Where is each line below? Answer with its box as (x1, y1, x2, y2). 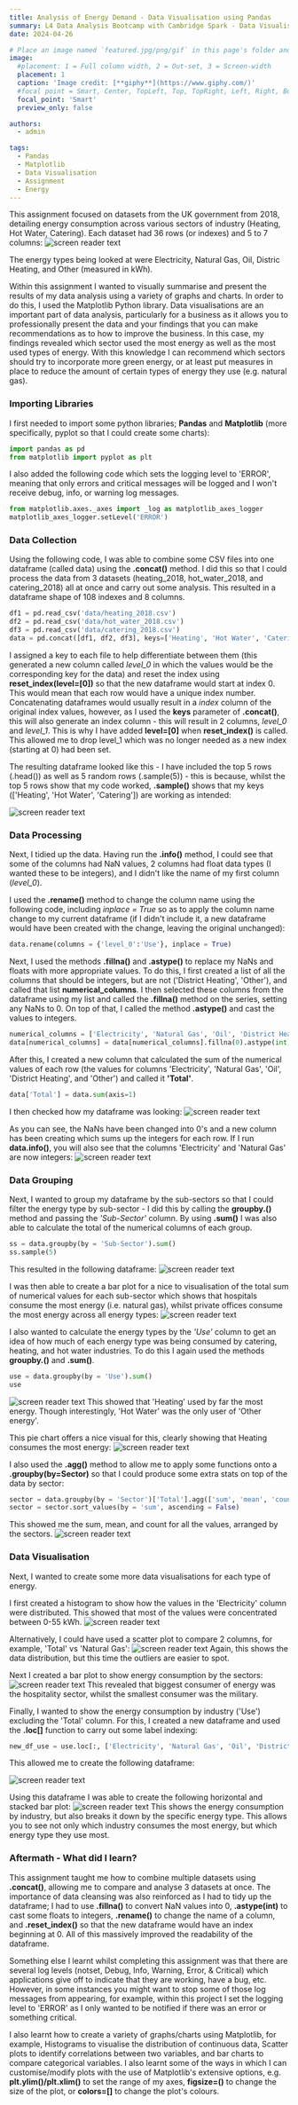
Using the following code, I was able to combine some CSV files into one (9, 554, 275, 564)
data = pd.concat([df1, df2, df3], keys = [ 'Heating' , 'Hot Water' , (9, 634, 260, 643)
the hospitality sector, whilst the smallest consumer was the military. (9, 1688, 259, 1699)
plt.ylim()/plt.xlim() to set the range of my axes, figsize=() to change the (9, 2076, 277, 2086)
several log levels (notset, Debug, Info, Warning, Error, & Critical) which (9, 1965, 269, 1975)
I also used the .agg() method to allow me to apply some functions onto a (9, 1459, 278, 1470)
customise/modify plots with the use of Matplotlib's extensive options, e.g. (9, 2067, 281, 2077)
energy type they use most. (9, 1830, 110, 1841)
